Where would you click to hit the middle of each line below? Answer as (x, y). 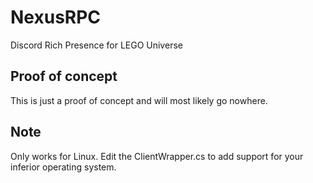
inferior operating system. (63, 167)
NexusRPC (56, 17)
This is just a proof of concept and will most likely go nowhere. (139, 100)
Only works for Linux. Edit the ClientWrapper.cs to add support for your (157, 156)
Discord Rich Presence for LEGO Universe (96, 45)
